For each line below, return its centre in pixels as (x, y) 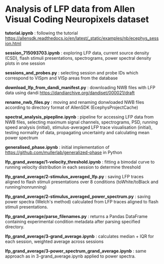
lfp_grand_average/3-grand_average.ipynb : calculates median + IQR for (80, 236)
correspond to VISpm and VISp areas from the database (61, 78)
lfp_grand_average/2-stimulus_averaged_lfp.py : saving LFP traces (74, 176)
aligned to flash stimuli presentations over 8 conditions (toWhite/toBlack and (82, 182)
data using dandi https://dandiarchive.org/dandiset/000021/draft (70, 93)
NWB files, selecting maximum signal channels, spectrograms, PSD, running (82, 122)
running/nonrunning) (26, 187)
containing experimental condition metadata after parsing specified (73, 221)
